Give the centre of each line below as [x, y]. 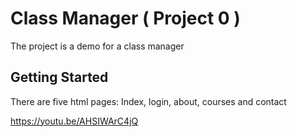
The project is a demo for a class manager [97, 46]
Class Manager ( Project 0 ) [125, 18]
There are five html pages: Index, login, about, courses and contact [148, 101]
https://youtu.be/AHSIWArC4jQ [74, 121]
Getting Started [59, 77]
